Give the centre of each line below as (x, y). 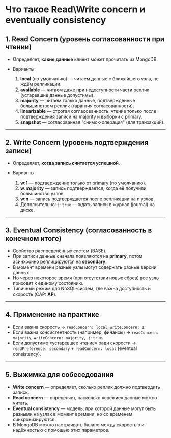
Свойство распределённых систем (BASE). (60, 251)
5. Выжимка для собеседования (60, 375)
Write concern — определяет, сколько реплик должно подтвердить (86, 387)
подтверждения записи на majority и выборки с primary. (81, 116)
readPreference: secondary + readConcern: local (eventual (75, 348)
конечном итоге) (34, 238)
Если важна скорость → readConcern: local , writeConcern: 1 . (79, 327)
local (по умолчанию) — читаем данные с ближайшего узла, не (89, 79)
